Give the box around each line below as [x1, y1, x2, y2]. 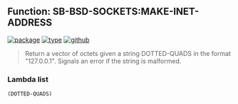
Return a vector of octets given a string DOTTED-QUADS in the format [24, 49, 232, 57]
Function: [7, 6, 51, 18]
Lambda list [7, 74, 48, 84]
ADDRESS [7, 17, 53, 29]
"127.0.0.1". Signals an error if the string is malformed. [24, 57, 182, 65]
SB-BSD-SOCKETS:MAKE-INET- [52, 6, 200, 18]
